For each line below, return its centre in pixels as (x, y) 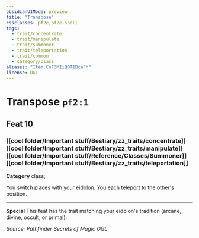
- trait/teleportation (39, 51)
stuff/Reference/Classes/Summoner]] (131, 155)
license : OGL (22, 73)
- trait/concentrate (37, 34)
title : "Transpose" (30, 17)
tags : (13, 28)
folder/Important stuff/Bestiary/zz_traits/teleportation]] (106, 163)
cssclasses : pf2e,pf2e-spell (42, 23)
